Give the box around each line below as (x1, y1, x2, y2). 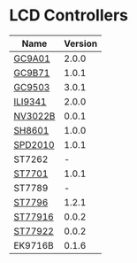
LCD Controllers (9, 5, 129, 26)
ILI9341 (13, 95, 47, 107)
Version (64, 37, 98, 50)
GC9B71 (13, 66, 50, 79)
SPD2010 (13, 138, 55, 151)
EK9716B (13, 239, 55, 251)
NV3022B (13, 110, 56, 122)
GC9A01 (13, 52, 50, 65)
